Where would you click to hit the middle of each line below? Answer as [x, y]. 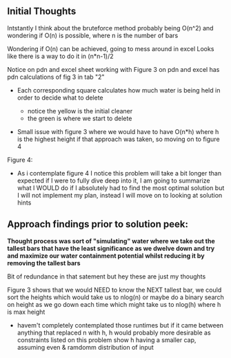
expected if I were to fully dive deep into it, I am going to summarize [113, 180]
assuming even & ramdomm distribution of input [85, 347]
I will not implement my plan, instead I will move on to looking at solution [120, 195]
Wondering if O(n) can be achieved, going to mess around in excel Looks [111, 48]
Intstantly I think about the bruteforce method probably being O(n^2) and [110, 28]
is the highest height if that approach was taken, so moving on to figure [118, 139]
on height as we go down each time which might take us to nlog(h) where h [114, 304]
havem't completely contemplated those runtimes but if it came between [120, 325]
